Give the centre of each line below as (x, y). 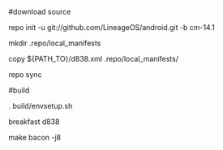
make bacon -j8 (35, 137)
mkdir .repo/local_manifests (55, 43)
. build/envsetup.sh (41, 106)
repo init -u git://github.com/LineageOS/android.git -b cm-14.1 (111, 27)
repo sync (25, 75)
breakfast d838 (34, 122)
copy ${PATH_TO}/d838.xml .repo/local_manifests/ (93, 59)
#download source (40, 12)
